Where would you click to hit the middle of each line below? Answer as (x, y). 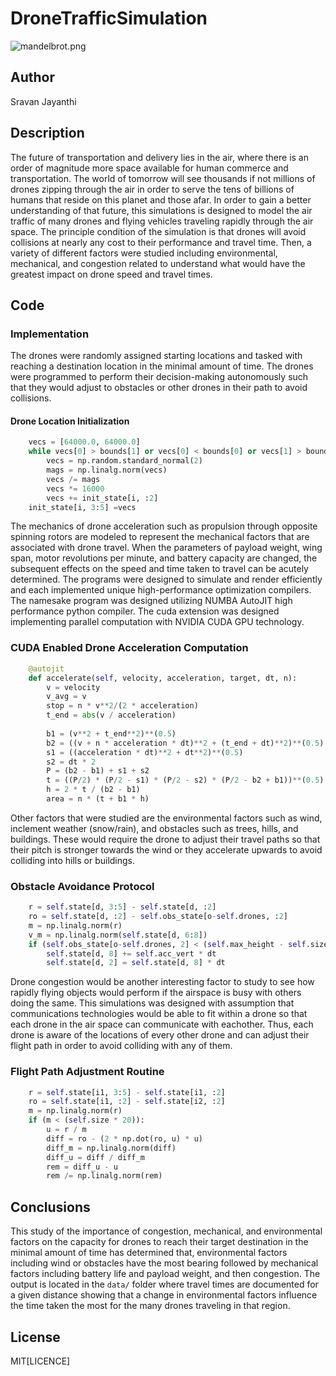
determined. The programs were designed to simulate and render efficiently (166, 579)
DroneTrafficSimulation (109, 18)
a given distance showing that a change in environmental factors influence (164, 1295)
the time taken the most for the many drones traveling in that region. (150, 1306)
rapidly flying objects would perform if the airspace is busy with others (156, 993)
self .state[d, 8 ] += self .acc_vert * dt (131, 953)
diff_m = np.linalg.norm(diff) (111, 1148)
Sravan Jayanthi (43, 101)
